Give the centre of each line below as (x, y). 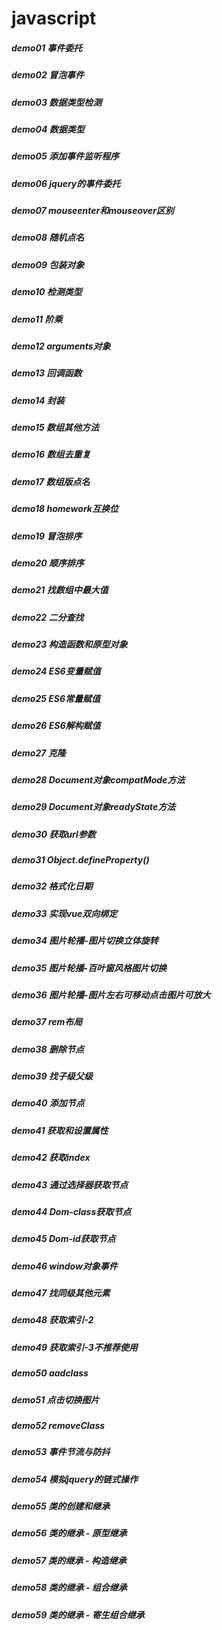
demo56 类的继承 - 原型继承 (69, 1533)
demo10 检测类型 (47, 292)
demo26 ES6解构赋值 (56, 726)
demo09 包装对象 (48, 264)
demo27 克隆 (38, 753)
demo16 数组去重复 (51, 454)
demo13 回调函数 (47, 373)
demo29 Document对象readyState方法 (93, 807)
